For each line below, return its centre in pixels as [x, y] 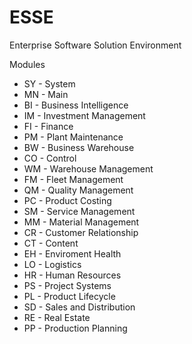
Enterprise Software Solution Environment [95, 45]
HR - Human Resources [72, 275]
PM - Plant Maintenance [73, 137]
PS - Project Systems [67, 285]
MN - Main [46, 94]
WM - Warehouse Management [88, 168]
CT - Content [51, 243]
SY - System [49, 83]
